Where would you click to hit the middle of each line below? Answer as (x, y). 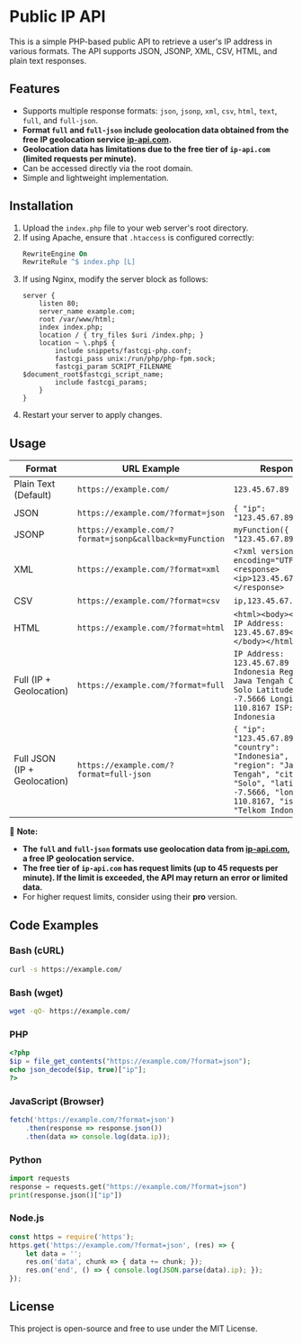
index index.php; (71, 327)
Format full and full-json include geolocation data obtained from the (155, 130)
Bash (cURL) (37, 950)
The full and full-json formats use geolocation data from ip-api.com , (156, 849)
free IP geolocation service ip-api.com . (97, 139)
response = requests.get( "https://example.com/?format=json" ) (128, 1186)
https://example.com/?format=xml (149, 570)
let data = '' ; (54, 1254)
